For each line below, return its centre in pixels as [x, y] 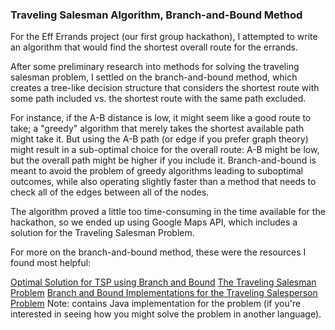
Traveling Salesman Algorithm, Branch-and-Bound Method [156, 15]
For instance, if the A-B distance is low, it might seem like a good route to [161, 118]
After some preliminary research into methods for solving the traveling [155, 67]
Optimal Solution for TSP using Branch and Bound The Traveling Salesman [163, 282]
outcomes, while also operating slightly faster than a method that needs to [163, 182]
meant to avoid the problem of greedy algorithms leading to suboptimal [156, 171]
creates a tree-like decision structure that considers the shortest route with [165, 88]
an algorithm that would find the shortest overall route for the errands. [154, 47]
